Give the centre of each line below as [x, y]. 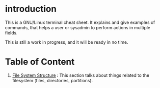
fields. [12, 33]
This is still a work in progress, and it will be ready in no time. [67, 42]
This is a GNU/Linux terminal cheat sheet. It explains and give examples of [80, 22]
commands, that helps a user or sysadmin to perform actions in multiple [78, 27]
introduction [31, 9]
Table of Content [40, 62]
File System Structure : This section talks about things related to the [81, 75]
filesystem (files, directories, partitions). [53, 80]
